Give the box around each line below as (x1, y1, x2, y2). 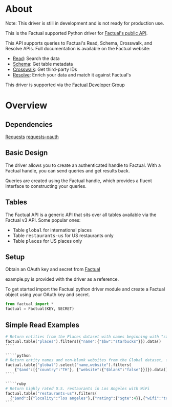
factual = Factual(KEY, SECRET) (5, 306, 74, 312)
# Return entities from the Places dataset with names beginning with (5, 334, 159, 339)
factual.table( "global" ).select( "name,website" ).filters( (5, 362, 132, 367)
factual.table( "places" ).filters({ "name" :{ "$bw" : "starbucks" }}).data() (5, 339, 161, 344)
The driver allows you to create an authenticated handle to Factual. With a (5, 162, 161, 168)
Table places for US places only (12, 238, 82, 244)
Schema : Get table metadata (12, 61, 73, 67)
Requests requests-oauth (5, 133, 59, 140)
